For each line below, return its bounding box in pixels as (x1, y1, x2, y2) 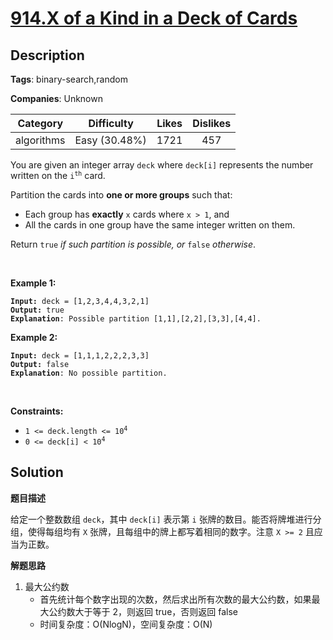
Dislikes (192, 117, 232, 130)
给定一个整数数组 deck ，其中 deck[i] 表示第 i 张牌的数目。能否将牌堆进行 (10, 513, 313, 525)
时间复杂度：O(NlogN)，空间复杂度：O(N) (39, 618, 213, 630)
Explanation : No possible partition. (10, 368, 168, 378)
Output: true (10, 305, 65, 315)
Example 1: (10, 277, 57, 289)
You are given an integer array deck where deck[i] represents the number (10, 159, 314, 171)
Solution (10, 464, 64, 481)
